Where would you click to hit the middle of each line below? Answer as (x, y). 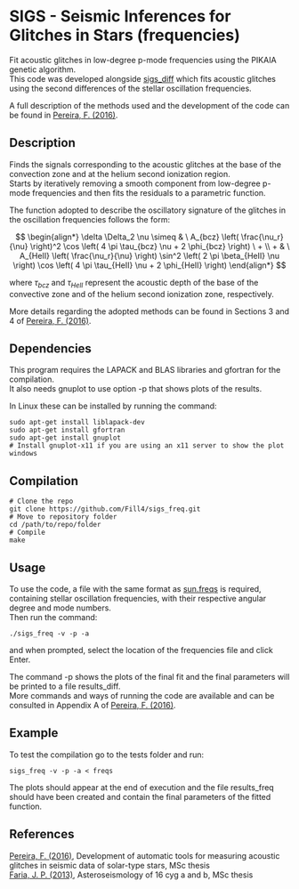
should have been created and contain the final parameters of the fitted (140, 796)
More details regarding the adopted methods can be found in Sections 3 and (149, 311)
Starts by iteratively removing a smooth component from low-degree (135, 183)
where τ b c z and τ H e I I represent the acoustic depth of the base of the (134, 283)
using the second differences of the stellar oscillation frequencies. (130, 88)
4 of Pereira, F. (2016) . (50, 320)
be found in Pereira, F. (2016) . (64, 115)
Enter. (20, 659)
